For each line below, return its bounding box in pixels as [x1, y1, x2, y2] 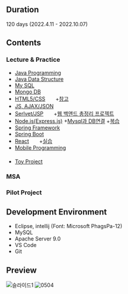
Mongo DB [14, 88, 41, 95]
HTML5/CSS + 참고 [14, 95, 69, 102]
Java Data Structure [14, 75, 64, 83]
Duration [6, 5, 40, 15]
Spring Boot [14, 130, 44, 137]
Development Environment [6, 207, 107, 217]
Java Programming [14, 69, 61, 76]
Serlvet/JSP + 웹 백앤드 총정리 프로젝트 [14, 110, 114, 117]
